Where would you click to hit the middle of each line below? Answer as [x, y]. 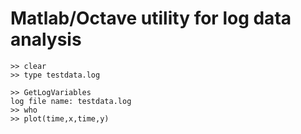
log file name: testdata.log [71, 101]
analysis [46, 39]
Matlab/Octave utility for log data [151, 18]
